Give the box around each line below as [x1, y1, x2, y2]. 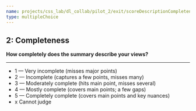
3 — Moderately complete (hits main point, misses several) [14, 80, 156, 87]
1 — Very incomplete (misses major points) [14, 67, 118, 74]
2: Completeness [6, 35, 70, 45]
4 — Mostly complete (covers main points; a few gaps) [14, 86, 146, 93]
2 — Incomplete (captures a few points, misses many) [14, 74, 144, 81]
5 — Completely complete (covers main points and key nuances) [14, 92, 170, 99]
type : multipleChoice [6, 14, 59, 20]
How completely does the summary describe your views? [6, 51, 149, 58]
